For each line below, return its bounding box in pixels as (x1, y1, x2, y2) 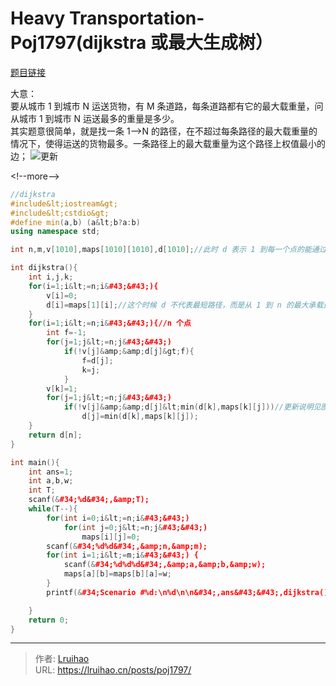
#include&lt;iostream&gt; (10, 198, 118, 209)
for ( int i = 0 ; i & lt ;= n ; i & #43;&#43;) (46, 513, 190, 523)
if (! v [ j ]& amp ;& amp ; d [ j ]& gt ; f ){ (63, 347, 195, 357)
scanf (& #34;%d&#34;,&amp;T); (28, 495, 150, 505)
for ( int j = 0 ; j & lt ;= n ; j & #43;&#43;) (63, 522, 208, 532)
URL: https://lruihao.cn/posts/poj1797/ (34, 664, 192, 676)
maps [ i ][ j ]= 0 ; (81, 532, 141, 542)
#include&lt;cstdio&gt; (10, 208, 110, 218)
